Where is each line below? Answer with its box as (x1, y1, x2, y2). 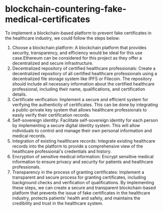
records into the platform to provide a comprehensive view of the (12, 143, 143, 149)
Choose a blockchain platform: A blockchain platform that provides (12, 44, 147, 50)
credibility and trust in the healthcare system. (12, 200, 103, 206)
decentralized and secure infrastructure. (12, 60, 94, 66)
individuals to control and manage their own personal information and (12, 127, 152, 133)
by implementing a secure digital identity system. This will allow (12, 122, 141, 128)
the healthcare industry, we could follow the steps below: (5, 35, 121, 41)
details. (12, 91, 27, 97)
